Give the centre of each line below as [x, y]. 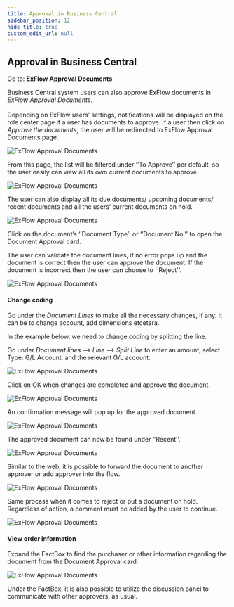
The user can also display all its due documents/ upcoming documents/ [110, 199]
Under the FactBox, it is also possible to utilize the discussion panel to [108, 589]
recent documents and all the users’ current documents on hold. [100, 207]
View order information [42, 538]
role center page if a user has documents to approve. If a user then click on [116, 122]
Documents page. [33, 137]
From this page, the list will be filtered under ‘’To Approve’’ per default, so [113, 165]
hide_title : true [33, 27]
